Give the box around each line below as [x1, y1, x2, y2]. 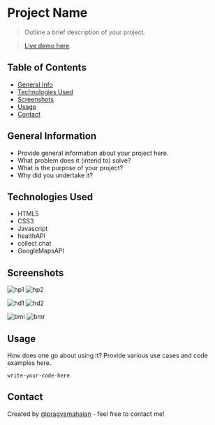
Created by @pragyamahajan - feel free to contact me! [7, 410, 165, 418]
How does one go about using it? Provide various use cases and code [7, 351, 208, 359]
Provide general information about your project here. [17, 149, 169, 157]
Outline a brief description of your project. [24, 28, 146, 36]
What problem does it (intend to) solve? [17, 156, 131, 165]
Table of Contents [7, 61, 87, 74]
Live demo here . [24, 41, 71, 50]
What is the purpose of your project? [17, 163, 124, 172]
